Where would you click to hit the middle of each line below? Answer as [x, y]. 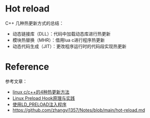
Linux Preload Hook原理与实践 [43, 98]
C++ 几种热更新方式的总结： [34, 23]
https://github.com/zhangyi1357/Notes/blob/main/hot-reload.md [78, 110]
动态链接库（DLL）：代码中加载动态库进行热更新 [61, 33]
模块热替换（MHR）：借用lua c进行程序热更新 [58, 40]
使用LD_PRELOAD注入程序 [39, 104]
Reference [27, 67]
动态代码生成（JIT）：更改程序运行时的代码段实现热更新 [69, 46]
